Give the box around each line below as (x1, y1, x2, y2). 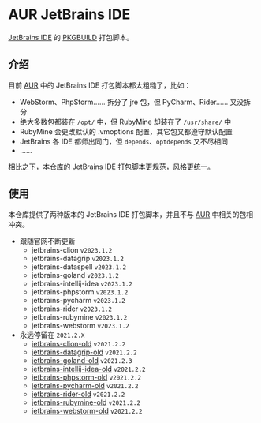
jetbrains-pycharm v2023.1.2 (31, 295, 126, 305)
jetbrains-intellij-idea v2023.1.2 (31, 279, 132, 288)
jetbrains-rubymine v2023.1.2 (31, 312, 128, 321)
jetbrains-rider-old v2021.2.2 (31, 389, 125, 399)
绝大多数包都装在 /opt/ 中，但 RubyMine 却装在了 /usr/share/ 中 (19, 117, 231, 126)
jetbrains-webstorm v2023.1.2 (31, 320, 130, 330)
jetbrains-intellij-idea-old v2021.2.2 (31, 364, 146, 373)
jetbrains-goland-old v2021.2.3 (31, 355, 132, 365)
